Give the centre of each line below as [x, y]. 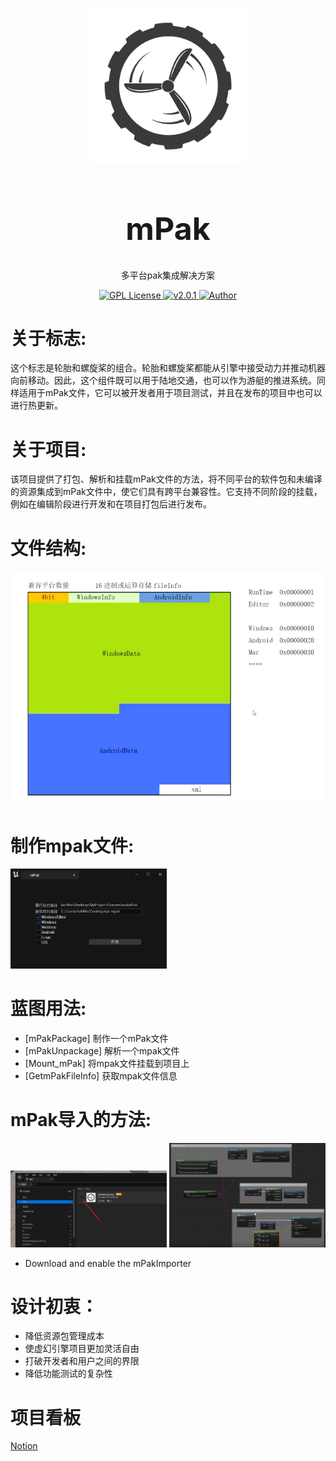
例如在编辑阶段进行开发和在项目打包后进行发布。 [111, 504]
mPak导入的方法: [81, 1120]
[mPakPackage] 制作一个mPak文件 [96, 1038]
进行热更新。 [36, 405]
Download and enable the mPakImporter [108, 1263]
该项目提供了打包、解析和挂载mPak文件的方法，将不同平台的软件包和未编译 [166, 479]
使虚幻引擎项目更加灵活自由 [82, 1349]
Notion [24, 1446]
